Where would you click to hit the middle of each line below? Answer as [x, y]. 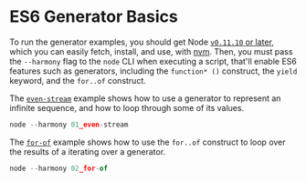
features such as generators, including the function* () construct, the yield [153, 71]
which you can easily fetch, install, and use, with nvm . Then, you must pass [151, 51]
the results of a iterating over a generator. [88, 151]
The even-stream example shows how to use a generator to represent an [145, 98]
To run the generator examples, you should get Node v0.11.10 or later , [142, 42]
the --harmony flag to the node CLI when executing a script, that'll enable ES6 [153, 61]
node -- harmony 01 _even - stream [69, 125]
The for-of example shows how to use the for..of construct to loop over [148, 142]
